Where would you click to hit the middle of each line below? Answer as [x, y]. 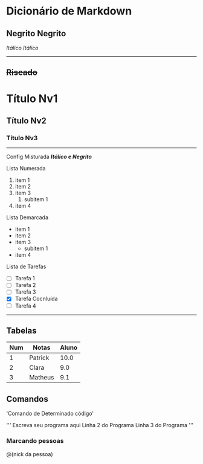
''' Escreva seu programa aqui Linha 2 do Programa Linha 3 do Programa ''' [100, 425]
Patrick [39, 358]
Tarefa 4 [25, 306]
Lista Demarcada [27, 217]
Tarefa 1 [25, 279]
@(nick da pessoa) [30, 454]
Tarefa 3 [25, 292]
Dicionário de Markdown [69, 11]
